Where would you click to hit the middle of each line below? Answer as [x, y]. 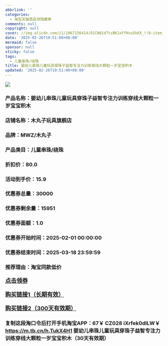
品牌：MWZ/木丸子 [28, 135]
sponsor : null [20, 47]
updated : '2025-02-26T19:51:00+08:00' [45, 71]
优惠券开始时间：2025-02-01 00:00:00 [53, 238]
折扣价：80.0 [21, 164]
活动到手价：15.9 [26, 179]
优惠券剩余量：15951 [30, 208]
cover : [12, 33]
